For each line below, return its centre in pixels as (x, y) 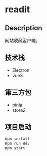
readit (18, 9)
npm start (15, 148)
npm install (17, 139)
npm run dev (17, 144)
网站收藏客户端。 (23, 40)
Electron (21, 70)
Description (23, 28)
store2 (19, 110)
